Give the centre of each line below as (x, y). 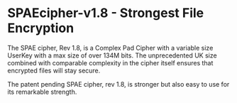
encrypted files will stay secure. (54, 70)
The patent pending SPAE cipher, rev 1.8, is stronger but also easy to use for (118, 84)
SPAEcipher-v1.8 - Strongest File (106, 13)
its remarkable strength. (42, 92)
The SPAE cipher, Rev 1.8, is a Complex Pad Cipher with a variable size (110, 48)
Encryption (41, 28)
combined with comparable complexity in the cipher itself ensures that (110, 63)
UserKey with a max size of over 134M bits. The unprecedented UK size (112, 55)
